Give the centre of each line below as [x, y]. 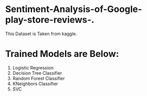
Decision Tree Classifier [37, 73]
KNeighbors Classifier [35, 83]
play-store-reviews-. [50, 20]
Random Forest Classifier [39, 78]
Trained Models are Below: [62, 54]
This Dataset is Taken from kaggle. [41, 33]
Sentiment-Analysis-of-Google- [74, 9]
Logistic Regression [33, 67]
